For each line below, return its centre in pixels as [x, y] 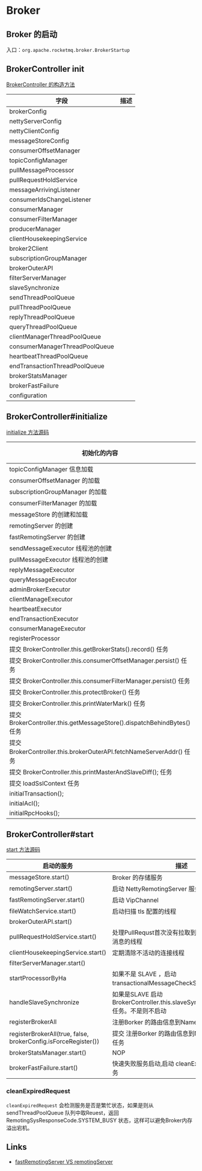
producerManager [35, 228]
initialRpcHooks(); [35, 813]
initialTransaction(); [37, 793]
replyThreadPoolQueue [42, 317]
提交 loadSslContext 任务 [44, 783]
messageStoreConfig [39, 140]
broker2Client [29, 248]
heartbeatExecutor [35, 609]
